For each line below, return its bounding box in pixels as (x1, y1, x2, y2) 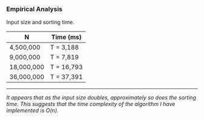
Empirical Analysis (6, 5, 63, 13)
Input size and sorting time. (6, 19, 75, 26)
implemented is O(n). (6, 107, 59, 114)
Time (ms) (51, 33, 82, 41)
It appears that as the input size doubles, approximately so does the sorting (6, 94, 196, 101)
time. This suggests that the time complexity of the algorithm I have (6, 101, 175, 108)
